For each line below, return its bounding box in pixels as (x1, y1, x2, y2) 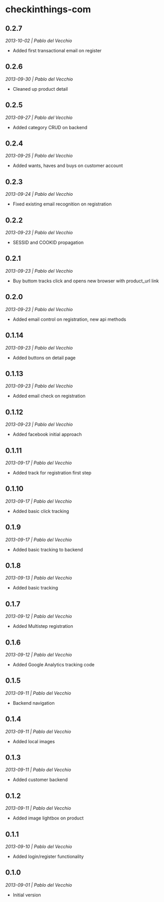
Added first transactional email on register (12, 48, 102, 53)
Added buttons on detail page (12, 355, 76, 361)
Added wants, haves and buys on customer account (12, 162, 123, 169)
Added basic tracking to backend (12, 546, 83, 552)
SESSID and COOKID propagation (12, 239, 84, 245)
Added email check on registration (12, 393, 86, 399)
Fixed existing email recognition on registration (12, 201, 112, 207)
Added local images (12, 738, 55, 744)
